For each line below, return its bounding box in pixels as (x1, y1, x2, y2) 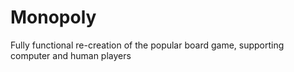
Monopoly (10, 6, 97, 29)
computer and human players (10, 49, 132, 61)
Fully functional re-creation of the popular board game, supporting (10, 39, 285, 51)
